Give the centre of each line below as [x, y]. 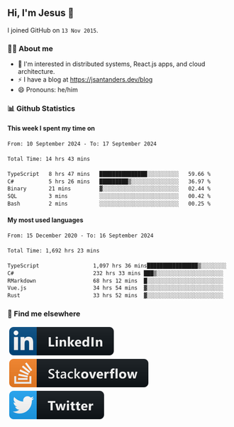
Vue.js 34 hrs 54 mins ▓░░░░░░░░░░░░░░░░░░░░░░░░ [115, 288]
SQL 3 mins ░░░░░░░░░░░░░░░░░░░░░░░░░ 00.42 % [109, 196]
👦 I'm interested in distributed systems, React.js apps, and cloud [111, 64]
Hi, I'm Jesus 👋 [41, 13]
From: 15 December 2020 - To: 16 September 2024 [80, 236]
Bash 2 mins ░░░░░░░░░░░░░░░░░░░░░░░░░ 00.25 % [109, 204]
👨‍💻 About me [30, 48]
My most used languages [45, 220]
